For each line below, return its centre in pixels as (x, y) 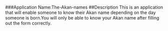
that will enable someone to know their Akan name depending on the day (81, 12)
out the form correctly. (28, 23)
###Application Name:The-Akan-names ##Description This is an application (84, 7)
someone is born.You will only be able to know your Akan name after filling (82, 18)
